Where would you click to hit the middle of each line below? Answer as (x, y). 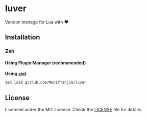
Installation (23, 37)
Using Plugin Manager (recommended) (46, 63)
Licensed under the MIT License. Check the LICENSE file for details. (74, 110)
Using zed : (16, 74)
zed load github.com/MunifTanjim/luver (46, 83)
